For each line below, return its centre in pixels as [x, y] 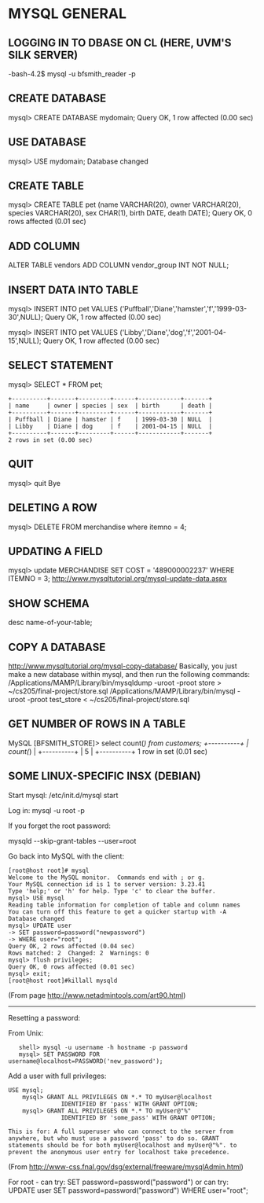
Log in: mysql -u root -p [46, 810]
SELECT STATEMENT [61, 365]
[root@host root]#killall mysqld [63, 980]
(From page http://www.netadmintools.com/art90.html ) [97, 995]
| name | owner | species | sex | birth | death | [110, 406]
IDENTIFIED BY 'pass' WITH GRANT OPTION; [130, 1104]
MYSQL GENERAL [68, 14]
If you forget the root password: [60, 826]
